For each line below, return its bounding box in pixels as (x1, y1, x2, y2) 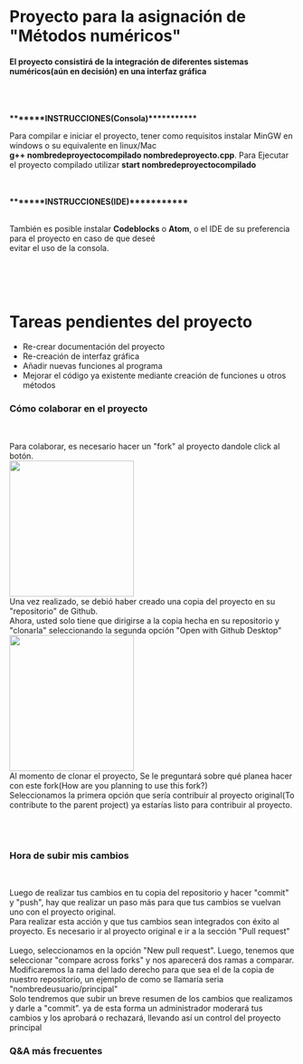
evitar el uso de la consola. (9, 243, 109, 254)
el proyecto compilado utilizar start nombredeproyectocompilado (9, 160, 257, 170)
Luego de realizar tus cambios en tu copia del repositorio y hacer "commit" (9, 886, 289, 898)
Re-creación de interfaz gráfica (22, 351, 140, 362)
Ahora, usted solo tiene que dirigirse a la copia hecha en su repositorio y (9, 614, 280, 626)
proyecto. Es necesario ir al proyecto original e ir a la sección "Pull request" (9, 925, 291, 936)
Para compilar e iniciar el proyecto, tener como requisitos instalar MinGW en (9, 131, 293, 141)
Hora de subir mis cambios (9, 849, 129, 862)
